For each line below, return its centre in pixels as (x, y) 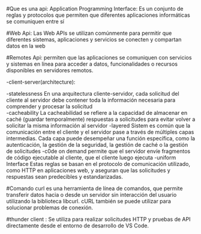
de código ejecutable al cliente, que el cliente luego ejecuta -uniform (91, 158)
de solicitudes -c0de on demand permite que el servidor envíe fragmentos (98, 151)
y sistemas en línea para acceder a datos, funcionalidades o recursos (92, 64)
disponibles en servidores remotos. (50, 70)
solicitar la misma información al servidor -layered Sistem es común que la (98, 125)
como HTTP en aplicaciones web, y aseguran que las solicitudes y (88, 170)
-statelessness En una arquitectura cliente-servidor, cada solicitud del (93, 94)
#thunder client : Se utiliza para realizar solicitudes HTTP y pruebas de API (98, 219)
